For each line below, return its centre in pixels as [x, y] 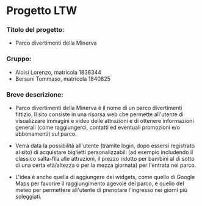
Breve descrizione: [35, 94]
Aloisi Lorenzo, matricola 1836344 [58, 72]
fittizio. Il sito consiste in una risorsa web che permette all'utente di [99, 114]
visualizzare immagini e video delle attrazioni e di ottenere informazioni [104, 121]
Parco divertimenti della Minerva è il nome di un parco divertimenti [99, 108]
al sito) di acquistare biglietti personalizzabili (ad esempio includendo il [104, 152]
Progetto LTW [42, 11]
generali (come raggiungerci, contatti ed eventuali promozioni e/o [97, 127]
